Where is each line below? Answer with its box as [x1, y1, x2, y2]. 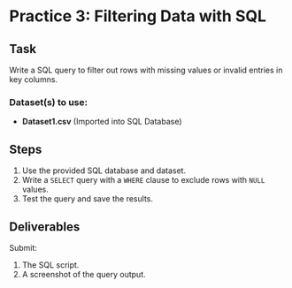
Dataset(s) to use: [9, 95, 88, 108]
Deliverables [9, 219, 81, 234]
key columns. [9, 74, 58, 85]
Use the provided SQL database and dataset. [21, 165, 187, 176]
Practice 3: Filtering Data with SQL [9, 6, 267, 27]
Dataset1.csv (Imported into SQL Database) [21, 117, 183, 127]
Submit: [9, 242, 38, 253]
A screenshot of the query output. [21, 269, 146, 279]
